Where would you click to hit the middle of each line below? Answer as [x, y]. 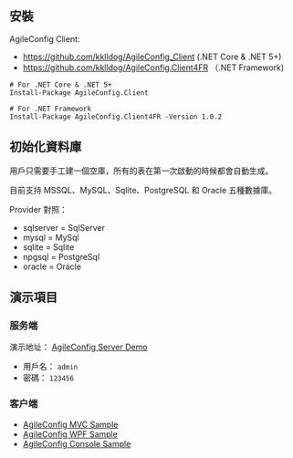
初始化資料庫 [46, 147]
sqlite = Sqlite [48, 247]
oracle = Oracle [52, 266]
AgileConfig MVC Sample [70, 424]
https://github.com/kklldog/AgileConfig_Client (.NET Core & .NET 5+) [152, 57]
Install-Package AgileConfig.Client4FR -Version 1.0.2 [116, 117]
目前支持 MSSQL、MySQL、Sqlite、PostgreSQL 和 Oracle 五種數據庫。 [143, 190]
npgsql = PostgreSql [61, 256]
